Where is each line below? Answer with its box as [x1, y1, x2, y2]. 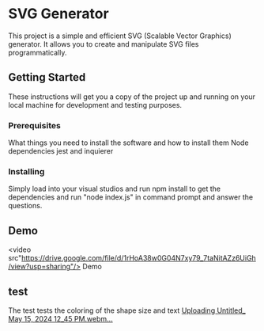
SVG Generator [8, 5, 109, 23]
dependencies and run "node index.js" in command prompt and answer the [8, 192, 254, 202]
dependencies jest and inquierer [8, 146, 114, 156]
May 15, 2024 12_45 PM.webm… [8, 314, 113, 323]
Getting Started [8, 70, 86, 84]
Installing [8, 165, 45, 177]
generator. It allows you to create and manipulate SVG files [8, 39, 199, 48]
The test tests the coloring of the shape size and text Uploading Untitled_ [8, 306, 247, 315]
